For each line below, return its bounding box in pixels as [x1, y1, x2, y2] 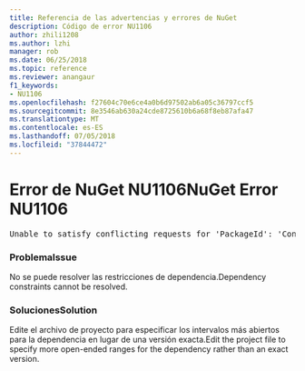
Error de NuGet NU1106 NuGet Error [9, 179, 279, 200]
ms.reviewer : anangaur [9, 73, 95, 82]
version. [9, 354, 40, 365]
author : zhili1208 [9, 30, 79, 39]
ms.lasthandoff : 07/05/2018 [9, 132, 116, 141]
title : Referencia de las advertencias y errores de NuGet [9, 13, 238, 23]
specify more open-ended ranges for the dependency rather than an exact [9, 344, 289, 355]
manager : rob [9, 47, 59, 56]
